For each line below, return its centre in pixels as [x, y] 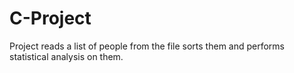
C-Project [50, 18]
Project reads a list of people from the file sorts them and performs [147, 46]
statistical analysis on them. [66, 56]
